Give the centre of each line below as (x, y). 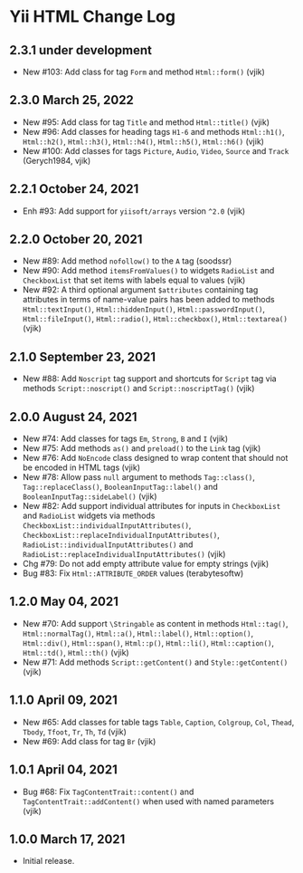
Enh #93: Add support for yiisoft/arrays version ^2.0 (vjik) (134, 211)
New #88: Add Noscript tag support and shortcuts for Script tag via (150, 379)
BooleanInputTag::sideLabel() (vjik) (90, 496)
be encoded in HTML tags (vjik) (81, 467)
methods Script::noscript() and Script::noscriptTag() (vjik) (138, 389)
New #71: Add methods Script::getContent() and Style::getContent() (155, 662)
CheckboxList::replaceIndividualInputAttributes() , (121, 535)
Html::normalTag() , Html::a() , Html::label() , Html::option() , (138, 633)
